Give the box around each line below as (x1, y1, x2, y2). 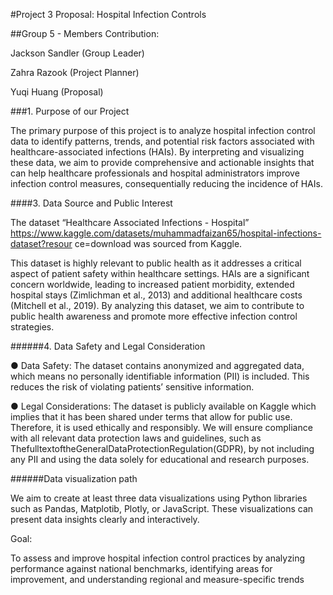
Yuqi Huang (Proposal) (10, 86, 104, 98)
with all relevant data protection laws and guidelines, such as (10, 432, 262, 444)
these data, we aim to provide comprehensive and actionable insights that (10, 157, 315, 168)
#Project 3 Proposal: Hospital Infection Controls (10, 9, 207, 20)
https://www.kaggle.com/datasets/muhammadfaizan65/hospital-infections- (10, 227, 322, 239)
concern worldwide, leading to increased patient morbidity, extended (10, 279, 295, 290)
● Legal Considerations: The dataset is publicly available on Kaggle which (10, 400, 317, 412)
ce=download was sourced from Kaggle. (74, 238, 243, 249)
